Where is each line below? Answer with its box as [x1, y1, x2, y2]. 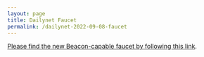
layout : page [7, 10, 46, 17]
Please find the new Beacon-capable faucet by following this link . [7, 42, 197, 51]
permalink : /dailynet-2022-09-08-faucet [7, 23, 128, 30]
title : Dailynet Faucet [7, 17, 77, 24]
